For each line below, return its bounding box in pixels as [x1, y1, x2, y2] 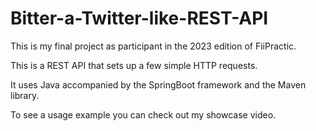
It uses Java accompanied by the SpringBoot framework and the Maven [10, 78, 307, 91]
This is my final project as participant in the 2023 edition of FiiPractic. [10, 40, 297, 52]
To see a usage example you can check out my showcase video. [10, 108, 277, 121]
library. [10, 89, 40, 101]
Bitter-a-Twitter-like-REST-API [10, 7, 269, 30]
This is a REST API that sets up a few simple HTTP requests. [10, 59, 258, 71]
